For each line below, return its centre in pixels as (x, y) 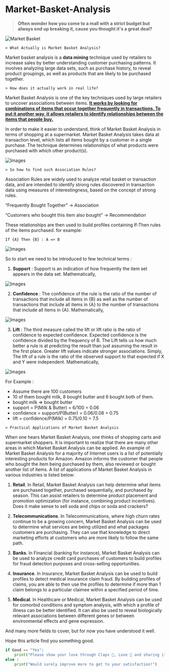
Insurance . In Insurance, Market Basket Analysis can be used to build (85, 573)
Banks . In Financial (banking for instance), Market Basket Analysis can (86, 553)
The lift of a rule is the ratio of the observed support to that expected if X (88, 356)
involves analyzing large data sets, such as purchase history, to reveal (78, 68)
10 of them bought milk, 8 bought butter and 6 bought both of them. (83, 396)
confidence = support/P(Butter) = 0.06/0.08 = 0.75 (66, 413)
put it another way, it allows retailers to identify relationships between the (84, 114)
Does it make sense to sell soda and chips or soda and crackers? (80, 506)
